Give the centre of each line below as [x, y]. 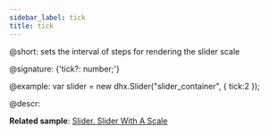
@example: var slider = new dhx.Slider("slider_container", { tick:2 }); [135, 86]
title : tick [31, 26]
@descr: [25, 103]
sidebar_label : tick [48, 17]
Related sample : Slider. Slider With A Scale [88, 121]
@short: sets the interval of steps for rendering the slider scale [125, 51]
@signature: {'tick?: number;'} [65, 69]
